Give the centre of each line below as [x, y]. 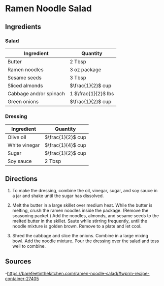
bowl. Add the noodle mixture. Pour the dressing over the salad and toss [85, 241]
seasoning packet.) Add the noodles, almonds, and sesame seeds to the [85, 215]
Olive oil [17, 137]
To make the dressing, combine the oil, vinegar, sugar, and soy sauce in [85, 190]
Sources [18, 262]
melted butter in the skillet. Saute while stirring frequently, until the [80, 221]
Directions [21, 179]
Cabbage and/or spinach [36, 93]
